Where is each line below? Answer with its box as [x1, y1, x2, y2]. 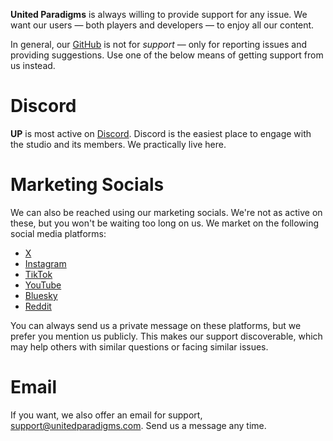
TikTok [24, 268, 53, 280]
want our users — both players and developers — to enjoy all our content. [10, 19, 315, 31]
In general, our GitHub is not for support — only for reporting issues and [10, 39, 307, 50]
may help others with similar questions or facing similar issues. [10, 340, 269, 353]
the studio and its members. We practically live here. [10, 138, 227, 150]
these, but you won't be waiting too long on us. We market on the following [10, 217, 320, 229]
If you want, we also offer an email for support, [10, 409, 203, 421]
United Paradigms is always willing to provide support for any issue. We [10, 9, 308, 20]
